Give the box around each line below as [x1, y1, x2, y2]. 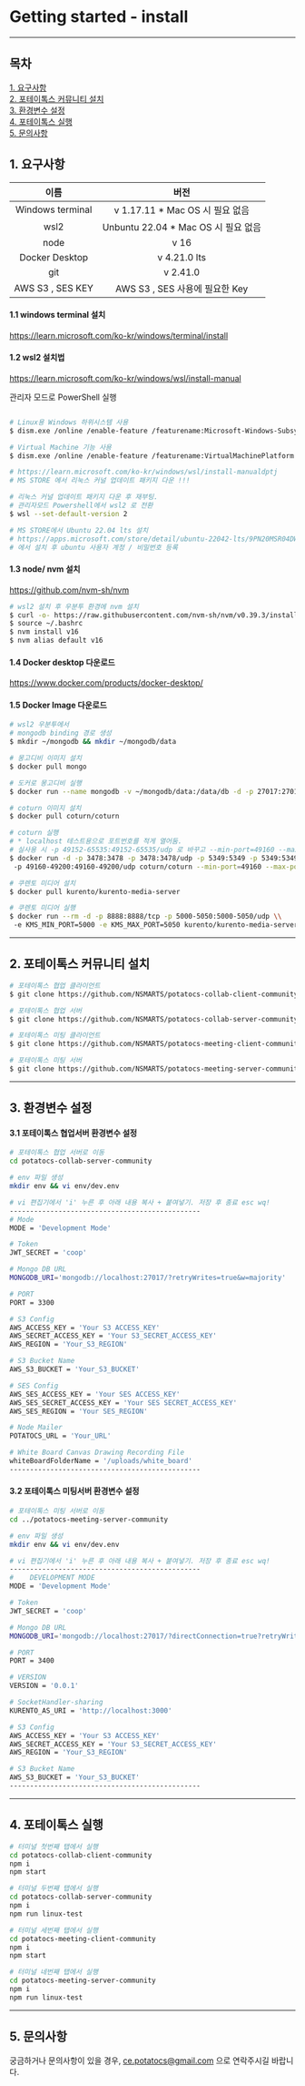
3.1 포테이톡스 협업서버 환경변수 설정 [9, 1127, 138, 1138]
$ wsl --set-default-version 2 [9, 509, 128, 518]
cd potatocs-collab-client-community [9, 1850, 152, 1859]
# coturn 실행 [9, 829, 59, 838]
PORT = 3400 [9, 1656, 54, 1665]
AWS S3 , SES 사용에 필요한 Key [114, 282, 249, 295]
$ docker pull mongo [9, 762, 88, 771]
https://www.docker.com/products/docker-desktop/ [9, 677, 204, 688]
